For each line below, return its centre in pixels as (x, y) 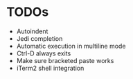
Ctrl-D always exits (44, 53)
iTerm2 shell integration (50, 68)
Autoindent (32, 31)
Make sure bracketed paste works (65, 60)
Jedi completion (39, 38)
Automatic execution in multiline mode (71, 46)
